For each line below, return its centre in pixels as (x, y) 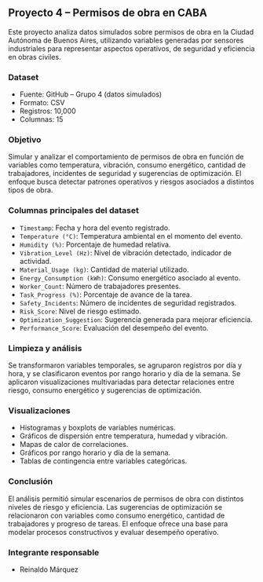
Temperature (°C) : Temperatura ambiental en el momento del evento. (131, 236)
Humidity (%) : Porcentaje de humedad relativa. (95, 244)
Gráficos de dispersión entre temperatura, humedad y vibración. (123, 436)
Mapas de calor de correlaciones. (74, 445)
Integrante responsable (54, 552)
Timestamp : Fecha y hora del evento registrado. (95, 228)
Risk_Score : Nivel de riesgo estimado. (80, 311)
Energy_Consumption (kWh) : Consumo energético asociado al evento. (130, 277)
